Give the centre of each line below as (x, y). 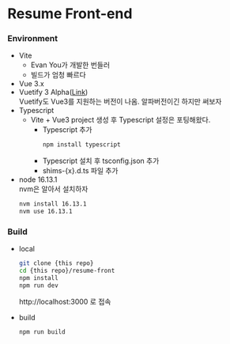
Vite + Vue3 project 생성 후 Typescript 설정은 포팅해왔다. (121, 120)
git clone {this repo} (56, 263)
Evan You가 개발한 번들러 (70, 65)
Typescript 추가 (67, 130)
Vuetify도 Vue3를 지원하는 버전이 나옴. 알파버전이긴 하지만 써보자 (120, 102)
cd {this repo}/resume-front (67, 271)
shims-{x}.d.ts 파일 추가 (80, 171)
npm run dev (38, 285)
